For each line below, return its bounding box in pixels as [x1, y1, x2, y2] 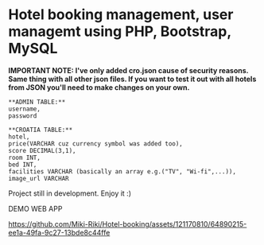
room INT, [8, 154, 41, 161]
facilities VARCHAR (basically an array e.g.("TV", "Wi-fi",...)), [8, 167, 237, 176]
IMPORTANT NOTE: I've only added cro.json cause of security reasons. [8, 65, 249, 75]
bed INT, [8, 161, 37, 169]
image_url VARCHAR [8, 174, 69, 182]
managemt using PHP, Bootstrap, [8, 22, 232, 41]
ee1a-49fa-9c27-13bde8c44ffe [8, 227, 111, 237]
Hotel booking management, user [8, 6, 234, 24]
